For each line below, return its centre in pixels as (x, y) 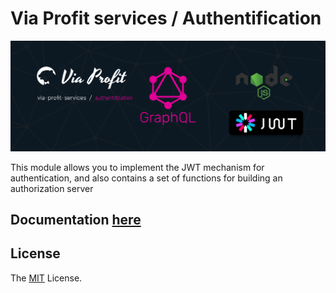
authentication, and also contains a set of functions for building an (146, 178)
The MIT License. (46, 278)
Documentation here (76, 220)
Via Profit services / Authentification (166, 18)
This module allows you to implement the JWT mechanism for (137, 167)
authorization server (52, 188)
